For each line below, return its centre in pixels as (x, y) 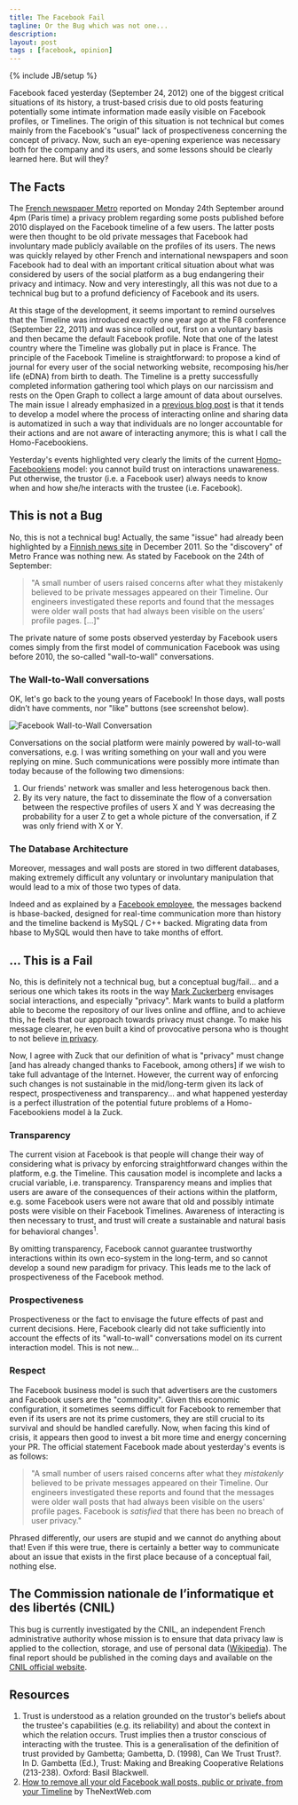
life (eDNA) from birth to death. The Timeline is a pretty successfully (134, 376)
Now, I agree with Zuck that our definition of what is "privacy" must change (147, 1056)
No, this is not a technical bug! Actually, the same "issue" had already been (146, 537)
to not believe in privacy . (54, 1039)
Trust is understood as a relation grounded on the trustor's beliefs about (153, 1716)
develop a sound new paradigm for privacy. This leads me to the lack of (140, 1268)
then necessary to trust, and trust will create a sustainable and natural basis (148, 1221)
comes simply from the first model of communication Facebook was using (145, 647)
